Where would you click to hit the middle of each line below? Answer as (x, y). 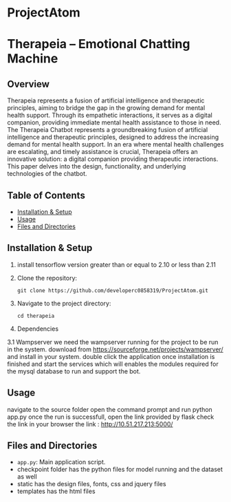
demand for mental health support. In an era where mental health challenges (115, 144)
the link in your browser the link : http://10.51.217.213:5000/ (90, 424)
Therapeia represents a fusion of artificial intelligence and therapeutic (106, 100)
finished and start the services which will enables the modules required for (113, 364)
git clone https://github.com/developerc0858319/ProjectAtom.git (112, 290)
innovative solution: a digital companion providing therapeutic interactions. (113, 159)
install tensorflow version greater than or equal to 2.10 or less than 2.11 (117, 264)
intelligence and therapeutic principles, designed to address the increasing (113, 137)
